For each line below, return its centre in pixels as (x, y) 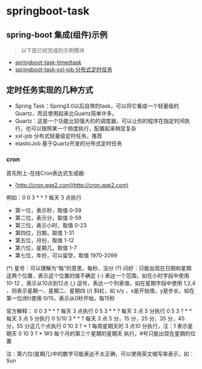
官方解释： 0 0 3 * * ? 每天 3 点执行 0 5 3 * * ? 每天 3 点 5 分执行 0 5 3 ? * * (99, 311)
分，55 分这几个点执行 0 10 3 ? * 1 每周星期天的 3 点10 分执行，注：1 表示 (97, 326)
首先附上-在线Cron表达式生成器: (46, 173)
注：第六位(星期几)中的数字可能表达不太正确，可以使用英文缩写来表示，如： (100, 354)
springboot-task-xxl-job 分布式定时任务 (64, 69)
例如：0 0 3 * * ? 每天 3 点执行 (44, 198)
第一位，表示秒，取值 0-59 (48, 210)
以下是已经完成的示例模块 (53, 50)
